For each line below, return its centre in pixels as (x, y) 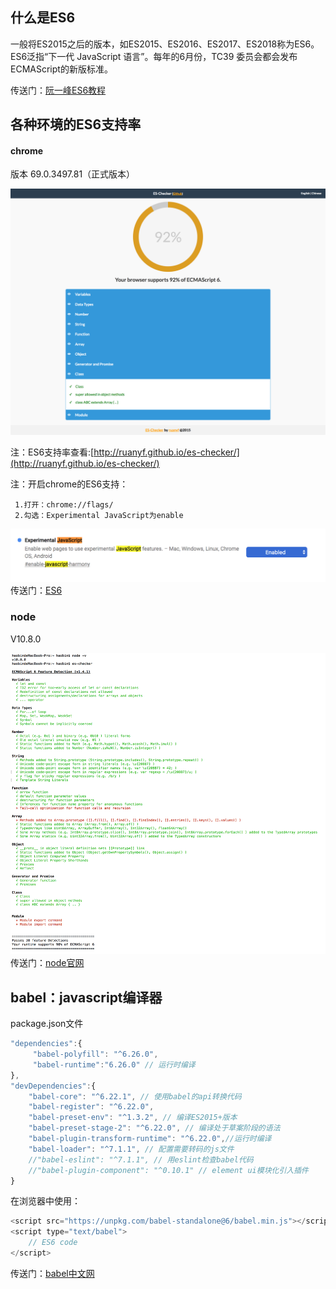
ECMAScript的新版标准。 (61, 69)
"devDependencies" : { (53, 1086)
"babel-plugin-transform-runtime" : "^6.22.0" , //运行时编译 (150, 1139)
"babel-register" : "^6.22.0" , (91, 1107)
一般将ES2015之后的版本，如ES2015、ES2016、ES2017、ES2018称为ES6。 (165, 44)
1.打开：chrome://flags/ (64, 505)
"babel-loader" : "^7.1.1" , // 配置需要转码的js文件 (131, 1149)
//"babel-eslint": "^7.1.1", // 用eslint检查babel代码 (141, 1159)
